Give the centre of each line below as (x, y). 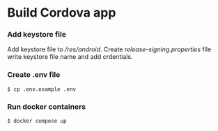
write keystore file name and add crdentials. (70, 57)
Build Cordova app (62, 13)
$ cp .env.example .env (42, 89)
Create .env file (34, 75)
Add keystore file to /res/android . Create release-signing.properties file (109, 49)
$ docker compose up (37, 121)
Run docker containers (46, 107)
